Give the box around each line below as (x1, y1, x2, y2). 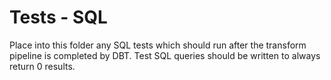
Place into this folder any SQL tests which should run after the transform (9, 39, 307, 51)
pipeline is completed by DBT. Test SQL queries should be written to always (9, 49, 321, 61)
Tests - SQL (9, 6, 108, 29)
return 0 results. (9, 60, 76, 72)
